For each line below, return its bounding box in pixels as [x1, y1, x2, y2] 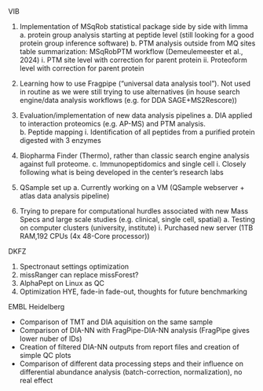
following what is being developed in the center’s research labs [19, 168, 224, 177]
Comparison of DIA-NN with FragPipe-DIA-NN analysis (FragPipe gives [19, 326, 250, 334]
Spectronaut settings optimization [19, 262, 130, 271]
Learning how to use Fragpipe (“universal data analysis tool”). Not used [19, 79, 251, 88]
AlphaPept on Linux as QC [19, 279, 104, 287]
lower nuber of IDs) [19, 334, 82, 343]
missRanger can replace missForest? [19, 270, 139, 280]
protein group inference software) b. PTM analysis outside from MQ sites [19, 38, 256, 48]
